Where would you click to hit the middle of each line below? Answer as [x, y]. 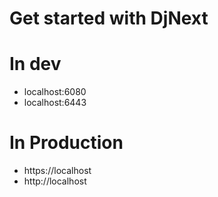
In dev [35, 64]
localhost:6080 [55, 92]
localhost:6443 [55, 103]
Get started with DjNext [109, 18]
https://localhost [57, 171]
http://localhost [55, 181]
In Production [66, 143]
